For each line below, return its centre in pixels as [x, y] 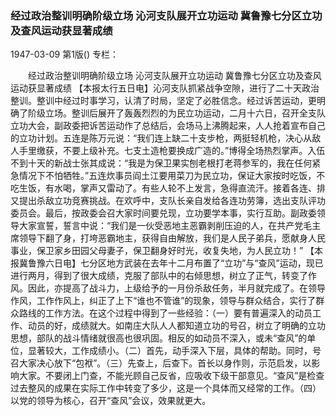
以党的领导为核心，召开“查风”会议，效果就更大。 [111, 401]
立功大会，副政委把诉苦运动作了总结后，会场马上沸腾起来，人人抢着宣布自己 [168, 126]
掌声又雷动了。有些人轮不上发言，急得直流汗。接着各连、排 [202, 188]
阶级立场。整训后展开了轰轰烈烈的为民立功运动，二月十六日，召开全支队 [176, 113]
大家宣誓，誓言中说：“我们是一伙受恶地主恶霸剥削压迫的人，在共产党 [161, 226]
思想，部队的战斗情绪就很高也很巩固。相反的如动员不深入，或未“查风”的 [159, 338]
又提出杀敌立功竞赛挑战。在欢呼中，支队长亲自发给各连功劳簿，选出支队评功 [168, 201]
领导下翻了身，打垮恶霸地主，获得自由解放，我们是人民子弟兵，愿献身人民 [172, 238]
